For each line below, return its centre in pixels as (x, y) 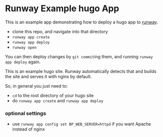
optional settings (26, 113)
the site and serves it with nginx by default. (48, 76)
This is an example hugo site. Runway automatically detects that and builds (81, 71)
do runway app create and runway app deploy (58, 100)
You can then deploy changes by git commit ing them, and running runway (79, 56)
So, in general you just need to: (36, 86)
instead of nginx (28, 129)
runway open (24, 47)
